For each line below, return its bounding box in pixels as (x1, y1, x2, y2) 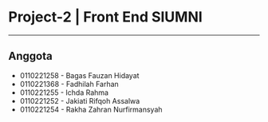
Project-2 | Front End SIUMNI (8, 8, 203, 26)
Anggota (8, 49, 53, 63)
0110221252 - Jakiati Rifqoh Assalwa (19, 96, 140, 105)
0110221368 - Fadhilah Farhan (19, 79, 120, 89)
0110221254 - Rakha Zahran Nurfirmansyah (19, 104, 163, 114)
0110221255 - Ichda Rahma (19, 88, 109, 97)
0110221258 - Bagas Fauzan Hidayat (19, 70, 140, 80)
